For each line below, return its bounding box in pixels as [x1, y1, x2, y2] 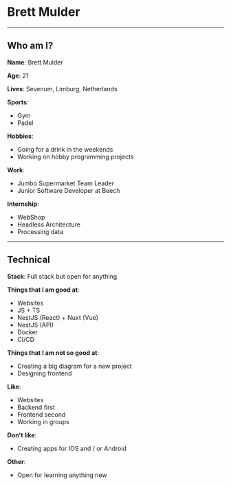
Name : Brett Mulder [7, 58, 63, 66]
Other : [7, 457, 26, 465]
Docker [16, 327, 38, 336]
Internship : [7, 200, 39, 208]
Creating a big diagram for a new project [16, 362, 132, 370]
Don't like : [7, 430, 37, 439]
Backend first [16, 403, 55, 411]
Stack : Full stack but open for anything [7, 272, 118, 280]
